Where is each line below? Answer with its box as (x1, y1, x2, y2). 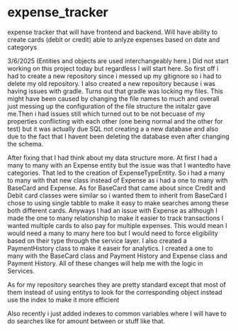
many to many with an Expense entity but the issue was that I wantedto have (7, 161, 231, 169)
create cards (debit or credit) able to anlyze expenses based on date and (7, 35, 220, 43)
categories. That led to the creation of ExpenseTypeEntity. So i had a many (7, 168, 225, 177)
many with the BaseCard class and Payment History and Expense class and (7, 251, 228, 260)
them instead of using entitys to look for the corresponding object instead (7, 288, 222, 296)
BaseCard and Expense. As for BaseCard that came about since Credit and (7, 183, 225, 192)
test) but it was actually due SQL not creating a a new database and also (7, 124, 219, 133)
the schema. (7, 139, 44, 148)
